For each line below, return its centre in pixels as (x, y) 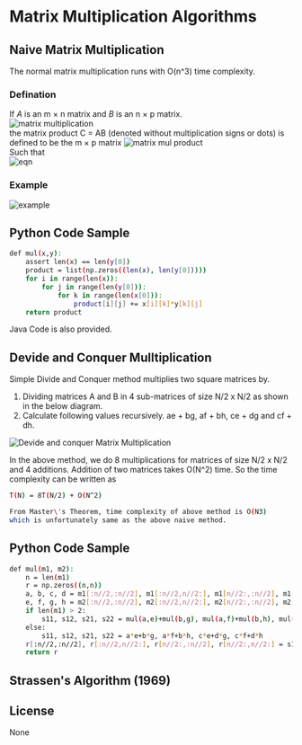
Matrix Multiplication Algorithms (133, 17)
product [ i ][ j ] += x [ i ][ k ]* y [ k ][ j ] (138, 304)
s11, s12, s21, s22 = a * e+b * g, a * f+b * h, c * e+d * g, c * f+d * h (152, 635)
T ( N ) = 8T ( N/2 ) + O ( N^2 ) (56, 496)
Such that (27, 152)
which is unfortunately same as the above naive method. (118, 520)
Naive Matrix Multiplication (87, 50)
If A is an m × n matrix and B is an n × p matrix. (96, 114)
